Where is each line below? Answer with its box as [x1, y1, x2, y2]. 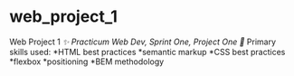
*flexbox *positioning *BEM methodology [9, 56, 165, 67]
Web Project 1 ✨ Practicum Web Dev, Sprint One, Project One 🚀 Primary [9, 36, 277, 47]
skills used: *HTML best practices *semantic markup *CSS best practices [9, 46, 286, 57]
